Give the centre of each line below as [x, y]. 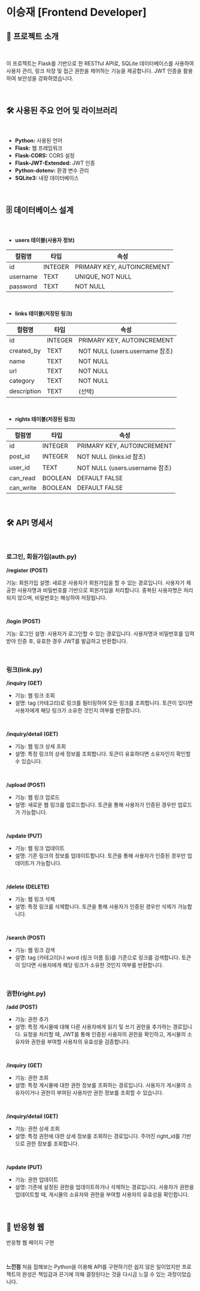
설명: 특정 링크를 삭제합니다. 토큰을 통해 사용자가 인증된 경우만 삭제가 [96, 907]
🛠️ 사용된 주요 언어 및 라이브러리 [62, 111]
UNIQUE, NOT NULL [103, 276]
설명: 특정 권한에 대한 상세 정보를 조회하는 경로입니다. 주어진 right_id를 [98, 1136]
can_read [22, 478]
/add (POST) [22, 1007]
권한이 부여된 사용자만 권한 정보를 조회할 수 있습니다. [102, 1093]
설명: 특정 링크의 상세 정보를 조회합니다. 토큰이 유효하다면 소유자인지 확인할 [103, 754]
